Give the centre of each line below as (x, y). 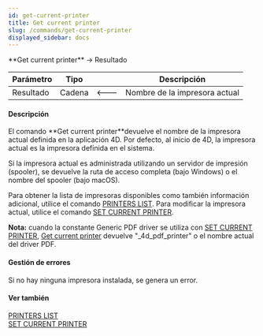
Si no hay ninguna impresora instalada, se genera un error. (103, 280)
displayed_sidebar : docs (49, 37)
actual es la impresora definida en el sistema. (81, 148)
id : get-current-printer (49, 15)
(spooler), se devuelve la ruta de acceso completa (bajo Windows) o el (123, 172)
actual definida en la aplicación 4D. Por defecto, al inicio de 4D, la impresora (132, 140)
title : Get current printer (54, 23)
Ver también (29, 298)
